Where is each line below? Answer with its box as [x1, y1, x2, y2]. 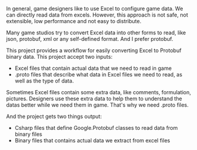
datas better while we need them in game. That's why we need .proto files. [6, 101, 189, 108]
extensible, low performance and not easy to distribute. [6, 18, 141, 24]
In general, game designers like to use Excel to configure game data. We [6, 5, 183, 12]
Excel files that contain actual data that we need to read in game [14, 65, 172, 72]
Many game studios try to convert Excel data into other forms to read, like [6, 29, 186, 36]
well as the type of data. [14, 77, 74, 84]
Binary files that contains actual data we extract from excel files [14, 137, 170, 144]
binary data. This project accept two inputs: [6, 53, 113, 60]
